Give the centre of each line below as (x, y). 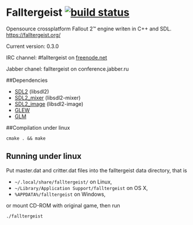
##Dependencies (27, 80)
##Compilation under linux (38, 127)
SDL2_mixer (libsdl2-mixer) (48, 98)
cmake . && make (26, 138)
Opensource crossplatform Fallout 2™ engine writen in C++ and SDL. (89, 29)
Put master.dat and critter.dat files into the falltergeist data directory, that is (97, 170)
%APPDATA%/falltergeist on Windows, (60, 194)
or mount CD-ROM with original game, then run (63, 205)
